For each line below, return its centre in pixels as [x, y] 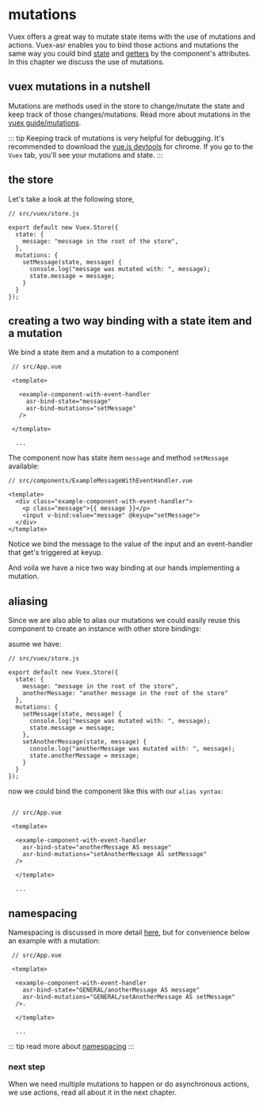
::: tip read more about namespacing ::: [71, 1046]
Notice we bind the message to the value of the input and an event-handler [131, 544]
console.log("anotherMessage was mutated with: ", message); [132, 749]
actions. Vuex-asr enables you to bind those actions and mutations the [124, 44]
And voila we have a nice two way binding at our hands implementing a [124, 568]
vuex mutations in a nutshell [79, 87]
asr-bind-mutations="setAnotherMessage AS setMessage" [115, 855]
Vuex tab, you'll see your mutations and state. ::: [86, 155]
